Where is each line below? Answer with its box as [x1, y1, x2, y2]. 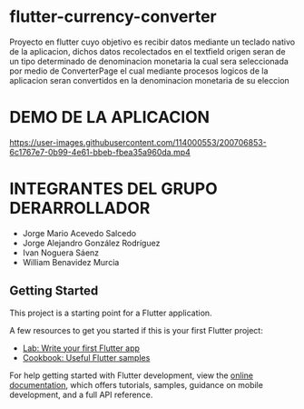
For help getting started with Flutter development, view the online [9, 370, 254, 381]
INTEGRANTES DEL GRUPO [9, 179, 218, 199]
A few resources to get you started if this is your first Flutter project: [9, 324, 263, 335]
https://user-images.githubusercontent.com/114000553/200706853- [9, 136, 268, 147]
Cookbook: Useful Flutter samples [22, 352, 151, 363]
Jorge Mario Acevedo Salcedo [22, 227, 137, 238]
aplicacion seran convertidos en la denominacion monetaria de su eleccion [9, 75, 290, 85]
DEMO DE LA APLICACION [9, 107, 211, 128]
